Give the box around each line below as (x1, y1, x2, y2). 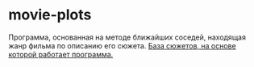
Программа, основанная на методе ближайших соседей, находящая (8, 32, 246, 42)
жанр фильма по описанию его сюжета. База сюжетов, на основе (8, 40, 236, 50)
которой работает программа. (8, 49, 114, 59)
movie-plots (8, 6, 92, 24)
